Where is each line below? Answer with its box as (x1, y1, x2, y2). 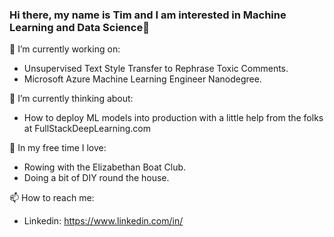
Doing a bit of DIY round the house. (23, 172, 170, 184)
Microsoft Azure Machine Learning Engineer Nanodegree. (23, 73, 262, 85)
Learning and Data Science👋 (9, 20, 150, 34)
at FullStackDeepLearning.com (23, 123, 151, 135)
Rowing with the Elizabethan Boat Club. (23, 161, 187, 173)
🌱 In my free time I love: (9, 142, 107, 154)
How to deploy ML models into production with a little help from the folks (23, 112, 324, 124)
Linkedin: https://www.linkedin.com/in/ (23, 215, 184, 227)
